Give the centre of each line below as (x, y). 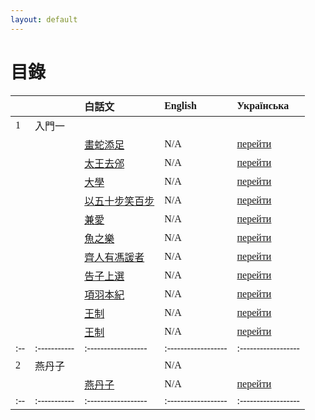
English (180, 105)
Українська (263, 105)
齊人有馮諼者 (114, 257)
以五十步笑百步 (119, 201)
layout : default (44, 19)
